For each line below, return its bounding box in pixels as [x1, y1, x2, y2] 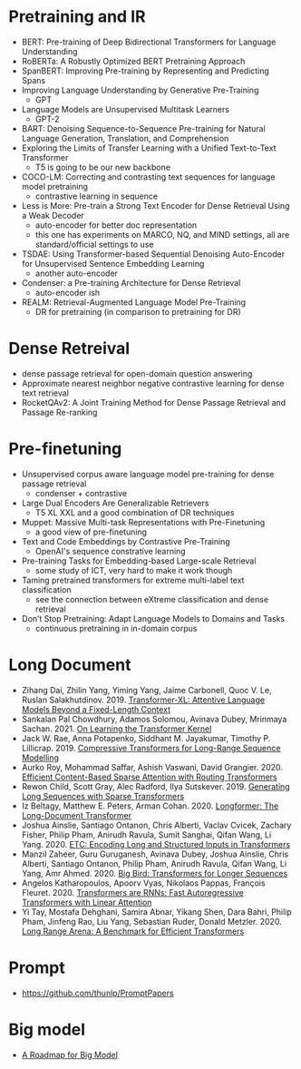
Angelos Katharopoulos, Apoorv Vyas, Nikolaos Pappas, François [21, 878, 266, 888]
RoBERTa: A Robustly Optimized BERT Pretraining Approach [21, 55, 246, 66]
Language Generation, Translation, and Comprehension [21, 132, 229, 143]
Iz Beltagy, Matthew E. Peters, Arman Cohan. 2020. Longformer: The [21, 800, 279, 811]
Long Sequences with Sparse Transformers [21, 790, 185, 801]
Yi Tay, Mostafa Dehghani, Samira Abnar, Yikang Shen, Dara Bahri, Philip [21, 906, 292, 917]
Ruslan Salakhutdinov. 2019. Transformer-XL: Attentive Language [21, 694, 265, 705]
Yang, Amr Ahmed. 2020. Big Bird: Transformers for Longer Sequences [21, 868, 288, 878]
